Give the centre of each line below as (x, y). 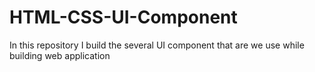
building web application (60, 55)
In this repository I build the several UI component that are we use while (157, 45)
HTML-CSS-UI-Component (123, 17)
